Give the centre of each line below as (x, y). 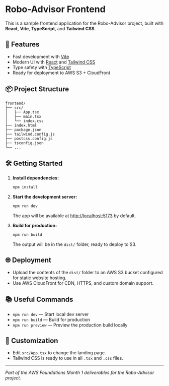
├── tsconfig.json (24, 143)
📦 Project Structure (37, 89)
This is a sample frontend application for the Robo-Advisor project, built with (84, 23)
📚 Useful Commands (39, 300)
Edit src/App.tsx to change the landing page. (59, 353)
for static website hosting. (39, 278)
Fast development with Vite (41, 56)
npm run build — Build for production (51, 319)
